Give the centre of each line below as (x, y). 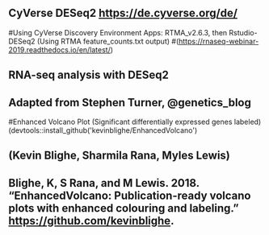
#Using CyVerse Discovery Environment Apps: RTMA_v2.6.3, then (118, 32)
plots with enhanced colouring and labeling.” (124, 208)
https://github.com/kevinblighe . (91, 221)
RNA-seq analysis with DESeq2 (89, 75)
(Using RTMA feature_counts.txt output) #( (108, 41)
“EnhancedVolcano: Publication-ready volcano (130, 195)
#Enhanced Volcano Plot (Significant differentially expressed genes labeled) (135, 122)
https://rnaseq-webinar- (219, 41)
